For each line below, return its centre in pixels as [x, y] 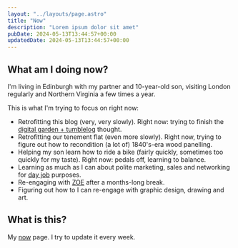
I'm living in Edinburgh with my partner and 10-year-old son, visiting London [119, 86]
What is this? [37, 220]
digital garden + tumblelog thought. [70, 129]
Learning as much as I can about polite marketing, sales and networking [124, 167]
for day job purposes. [49, 175]
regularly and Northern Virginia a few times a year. [81, 94]
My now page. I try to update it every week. [71, 237]
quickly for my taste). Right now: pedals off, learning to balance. [112, 159]
